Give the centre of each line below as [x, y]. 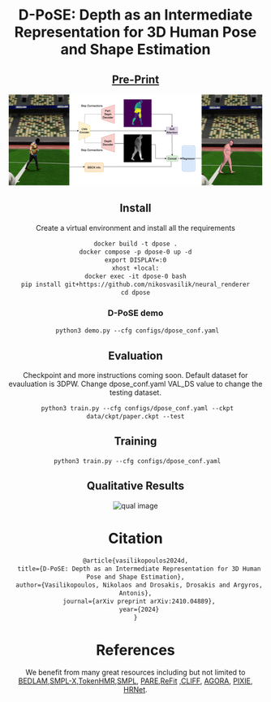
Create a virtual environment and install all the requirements [135, 227]
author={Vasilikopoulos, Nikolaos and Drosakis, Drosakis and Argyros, [139, 585]
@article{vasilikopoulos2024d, [135, 561]
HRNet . [135, 690]
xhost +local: [135, 268]
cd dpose [135, 292]
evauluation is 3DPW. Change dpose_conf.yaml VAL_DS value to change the [135, 383]
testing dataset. [135, 392]
